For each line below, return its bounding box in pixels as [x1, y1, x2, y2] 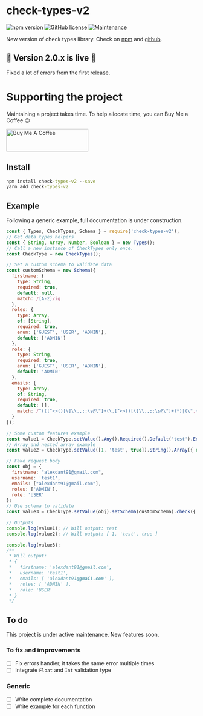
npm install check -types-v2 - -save [6, 178, 96, 185]
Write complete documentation [14, 695, 92, 703]
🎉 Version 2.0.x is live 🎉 [6, 53, 97, 64]
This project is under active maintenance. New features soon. [6, 631, 159, 639]
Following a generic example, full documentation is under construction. [6, 217, 183, 224]
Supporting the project [6, 90, 123, 103]
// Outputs [6, 520, 34, 526]
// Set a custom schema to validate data [6, 261, 112, 268]
